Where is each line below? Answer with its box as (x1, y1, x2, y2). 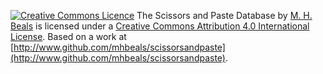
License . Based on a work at (10, 31, 127, 42)
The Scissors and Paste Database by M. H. (136, 10, 313, 21)
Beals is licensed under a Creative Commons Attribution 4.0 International (10, 20, 310, 32)
